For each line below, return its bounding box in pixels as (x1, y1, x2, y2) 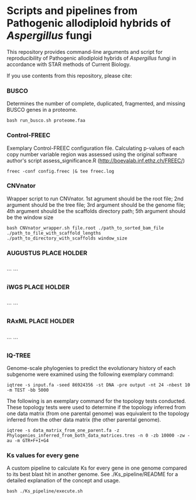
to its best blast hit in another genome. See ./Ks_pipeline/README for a (6, 471, 178, 478)
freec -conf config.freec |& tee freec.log (6, 168, 115, 174)
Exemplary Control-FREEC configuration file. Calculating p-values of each (6, 145, 185, 152)
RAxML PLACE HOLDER (6, 317, 75, 326)
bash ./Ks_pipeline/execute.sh (6, 488, 83, 494)
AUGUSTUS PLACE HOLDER (6, 249, 88, 257)
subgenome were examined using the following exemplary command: (6, 371, 174, 378)
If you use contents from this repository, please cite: (6, 72, 132, 79)
